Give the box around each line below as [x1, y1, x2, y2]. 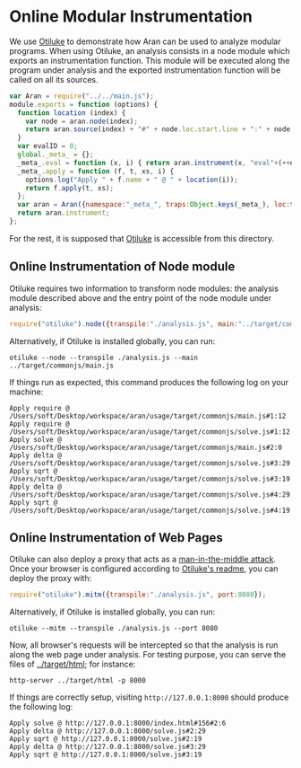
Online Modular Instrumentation [9, 6, 253, 27]
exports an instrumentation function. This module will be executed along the [9, 55, 290, 66]
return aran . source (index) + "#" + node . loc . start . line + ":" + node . [25, 125, 295, 134]
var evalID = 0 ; [17, 142, 78, 151]
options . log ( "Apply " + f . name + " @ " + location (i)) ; [25, 175, 239, 184]
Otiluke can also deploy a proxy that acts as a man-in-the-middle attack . [9, 554, 276, 565]
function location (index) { [17, 108, 126, 118]
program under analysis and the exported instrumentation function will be [9, 65, 281, 75]
